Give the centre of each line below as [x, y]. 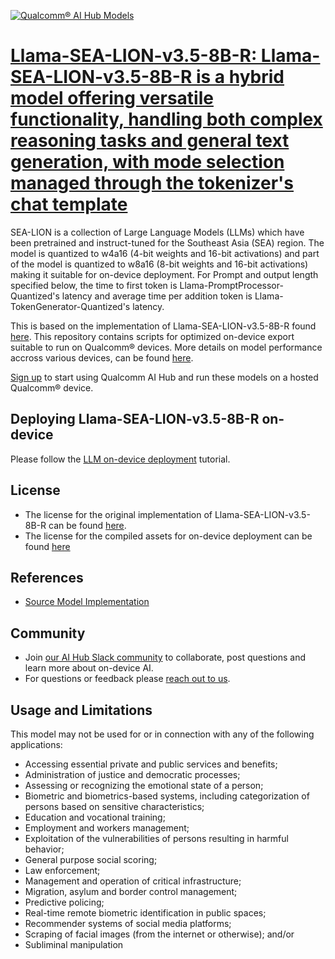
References [47, 577]
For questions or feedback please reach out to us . [127, 679]
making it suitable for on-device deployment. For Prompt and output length [164, 274]
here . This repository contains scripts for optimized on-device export [152, 336]
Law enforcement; [62, 870]
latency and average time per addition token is [157, 296]
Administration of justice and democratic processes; [132, 774]
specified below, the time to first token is [94, 285]
